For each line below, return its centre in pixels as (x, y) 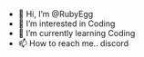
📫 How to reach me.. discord (73, 43)
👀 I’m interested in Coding (67, 24)
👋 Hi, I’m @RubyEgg (56, 14)
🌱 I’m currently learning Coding (77, 33)
